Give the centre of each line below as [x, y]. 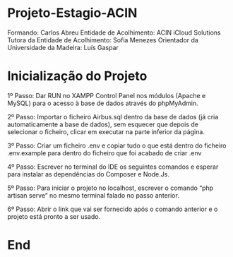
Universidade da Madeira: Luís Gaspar [63, 47]
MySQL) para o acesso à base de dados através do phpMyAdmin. [103, 103]
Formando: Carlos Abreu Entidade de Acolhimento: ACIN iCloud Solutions [114, 32]
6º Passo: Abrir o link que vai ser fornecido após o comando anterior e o [113, 209]
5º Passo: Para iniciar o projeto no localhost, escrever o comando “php [110, 188]
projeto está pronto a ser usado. [54, 216]
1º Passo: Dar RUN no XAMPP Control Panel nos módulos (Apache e [107, 95]
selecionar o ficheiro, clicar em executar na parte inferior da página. [106, 131]
